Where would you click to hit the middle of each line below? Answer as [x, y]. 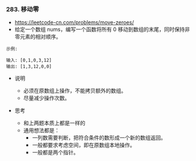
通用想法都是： [41, 130]
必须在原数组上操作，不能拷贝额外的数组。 [75, 91]
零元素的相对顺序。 [38, 37]
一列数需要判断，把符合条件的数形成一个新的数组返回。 [99, 138]
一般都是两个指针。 [55, 152]
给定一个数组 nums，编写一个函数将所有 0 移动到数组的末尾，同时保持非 [102, 29]
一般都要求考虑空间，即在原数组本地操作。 [84, 145]
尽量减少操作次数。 [47, 98]
